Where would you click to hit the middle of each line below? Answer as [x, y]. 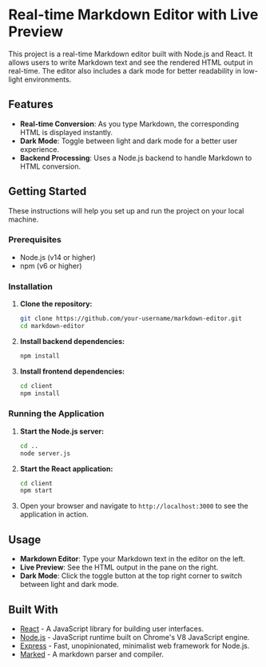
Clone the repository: [56, 304]
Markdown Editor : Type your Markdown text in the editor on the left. [133, 559]
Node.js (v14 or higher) [58, 257]
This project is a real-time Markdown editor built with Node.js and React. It [131, 54]
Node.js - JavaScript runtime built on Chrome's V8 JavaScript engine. [135, 637]
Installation [31, 286]
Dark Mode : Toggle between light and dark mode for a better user [129, 141]
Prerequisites [35, 240]
